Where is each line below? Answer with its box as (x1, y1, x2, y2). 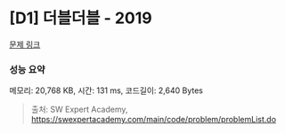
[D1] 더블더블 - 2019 (9, 8, 153, 28)
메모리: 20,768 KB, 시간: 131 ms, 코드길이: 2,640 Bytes (9, 85, 203, 96)
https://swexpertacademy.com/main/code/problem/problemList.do (30, 114, 277, 125)
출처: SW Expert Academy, (30, 104, 128, 115)
